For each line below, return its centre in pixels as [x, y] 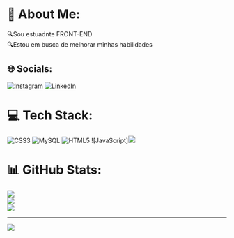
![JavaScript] [110, 140]
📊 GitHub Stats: [55, 170]
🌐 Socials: [30, 69]
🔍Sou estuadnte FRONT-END [50, 34]
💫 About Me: [44, 14]
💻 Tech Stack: [50, 115]
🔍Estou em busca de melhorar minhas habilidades [80, 44]
